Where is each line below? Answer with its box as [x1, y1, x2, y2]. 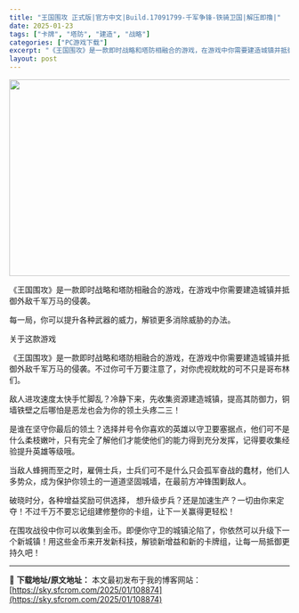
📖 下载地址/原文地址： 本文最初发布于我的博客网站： [9, 575, 202, 584]
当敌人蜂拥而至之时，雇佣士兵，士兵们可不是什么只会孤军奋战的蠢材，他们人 [9, 465, 290, 475]
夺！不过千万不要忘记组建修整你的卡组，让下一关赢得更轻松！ [9, 506, 236, 517]
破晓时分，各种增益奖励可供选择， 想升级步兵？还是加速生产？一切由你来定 [9, 495, 285, 505]
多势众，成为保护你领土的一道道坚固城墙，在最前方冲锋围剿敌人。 [9, 476, 251, 486]
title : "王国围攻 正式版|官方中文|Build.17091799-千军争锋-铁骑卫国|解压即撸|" [9, 12, 282, 22]
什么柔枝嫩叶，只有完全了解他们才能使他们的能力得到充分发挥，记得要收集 [9, 435, 282, 445]
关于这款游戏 [9, 333, 56, 344]
